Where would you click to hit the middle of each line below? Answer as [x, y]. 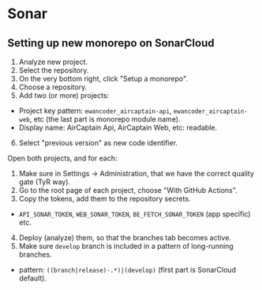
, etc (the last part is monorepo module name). [105, 119]
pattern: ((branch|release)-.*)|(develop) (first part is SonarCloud [127, 270]
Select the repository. [54, 70]
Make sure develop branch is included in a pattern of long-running [126, 246]
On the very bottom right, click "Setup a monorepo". [103, 79]
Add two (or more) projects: [64, 95]
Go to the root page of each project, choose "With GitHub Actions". [128, 190]
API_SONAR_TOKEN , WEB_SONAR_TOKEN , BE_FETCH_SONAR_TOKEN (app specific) [135, 214]
